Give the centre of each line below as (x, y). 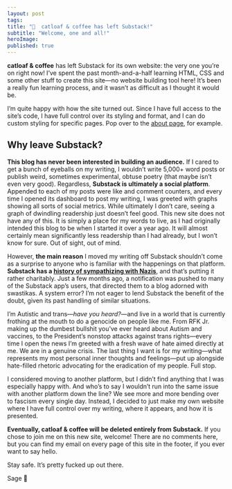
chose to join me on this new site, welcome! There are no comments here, (113, 436)
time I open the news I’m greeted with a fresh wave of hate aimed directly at (115, 343)
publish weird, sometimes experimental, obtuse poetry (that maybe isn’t (110, 176)
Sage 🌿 (17, 478)
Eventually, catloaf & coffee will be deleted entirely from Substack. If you (114, 429)
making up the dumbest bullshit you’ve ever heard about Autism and (105, 328)
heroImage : (23, 40)
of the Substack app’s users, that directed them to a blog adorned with (108, 286)
